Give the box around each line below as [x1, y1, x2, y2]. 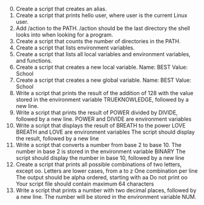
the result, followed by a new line [15, 135, 100, 142]
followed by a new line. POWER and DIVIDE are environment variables [15, 115, 192, 123]
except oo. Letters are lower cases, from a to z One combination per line [15, 167, 198, 174]
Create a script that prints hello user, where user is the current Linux [15, 12, 188, 19]
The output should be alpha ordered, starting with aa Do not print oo [15, 174, 188, 181]
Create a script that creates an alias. [15, 5, 107, 12]
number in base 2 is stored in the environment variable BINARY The [15, 148, 186, 155]
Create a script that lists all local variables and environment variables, [15, 51, 191, 57]
